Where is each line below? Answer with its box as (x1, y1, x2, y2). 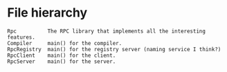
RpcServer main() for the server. (7, 57, 116, 65)
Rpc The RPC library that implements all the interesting (7, 28, 206, 35)
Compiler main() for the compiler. (7, 39, 122, 46)
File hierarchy (7, 5, 88, 21)
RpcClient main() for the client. (7, 52, 116, 59)
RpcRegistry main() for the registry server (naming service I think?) (7, 46, 221, 53)
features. (7, 33, 36, 41)
